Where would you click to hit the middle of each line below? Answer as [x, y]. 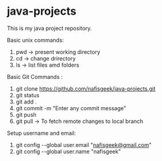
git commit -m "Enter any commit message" [71, 108]
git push [26, 114]
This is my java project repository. [50, 28]
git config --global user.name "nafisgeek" [68, 151]
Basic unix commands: [35, 40]
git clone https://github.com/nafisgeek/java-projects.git [86, 88]
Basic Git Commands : [35, 77]
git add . [26, 102]
